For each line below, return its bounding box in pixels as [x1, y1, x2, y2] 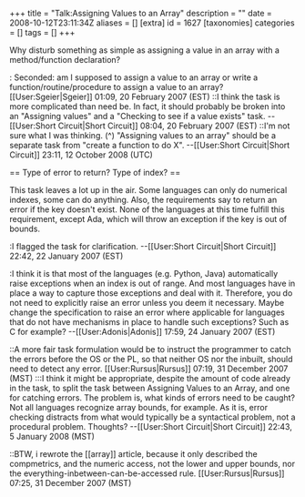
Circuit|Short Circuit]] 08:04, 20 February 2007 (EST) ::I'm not [57, 120, 290, 131]
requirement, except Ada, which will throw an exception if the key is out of [9, 214, 288, 224]
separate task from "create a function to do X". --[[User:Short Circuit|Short [9, 140, 290, 150]
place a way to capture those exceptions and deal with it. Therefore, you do [9, 288, 293, 299]
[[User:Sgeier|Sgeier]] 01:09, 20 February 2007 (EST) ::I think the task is [9, 91, 280, 102]
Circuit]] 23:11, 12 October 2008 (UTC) [9, 149, 153, 160]
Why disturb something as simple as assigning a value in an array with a [9, 45, 280, 56]
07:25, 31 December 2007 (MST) [9, 478, 132, 488]
